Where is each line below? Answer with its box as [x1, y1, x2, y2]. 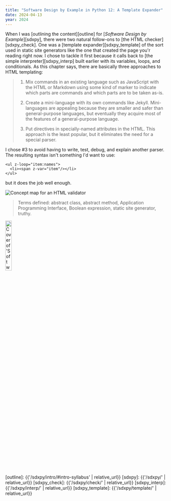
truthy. [17, 211, 32, 217]
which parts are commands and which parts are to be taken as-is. [25, 90, 164, 96]
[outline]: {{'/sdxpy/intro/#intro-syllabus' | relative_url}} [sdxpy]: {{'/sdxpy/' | [5, 474, 166, 481]
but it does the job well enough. [5, 180, 72, 186]
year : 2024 [5, 17, 29, 22]
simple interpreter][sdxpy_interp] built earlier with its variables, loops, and [5, 58, 161, 64]
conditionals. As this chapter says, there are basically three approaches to [5, 63, 161, 70]
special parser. [25, 136, 57, 143]
